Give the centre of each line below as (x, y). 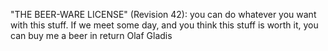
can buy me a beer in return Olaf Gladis (91, 35)
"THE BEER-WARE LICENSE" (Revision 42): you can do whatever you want (163, 14)
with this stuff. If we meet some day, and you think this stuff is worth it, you (164, 25)
